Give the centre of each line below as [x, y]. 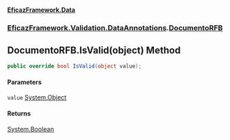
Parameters [24, 82]
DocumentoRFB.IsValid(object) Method [94, 50]
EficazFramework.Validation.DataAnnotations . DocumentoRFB [115, 28]
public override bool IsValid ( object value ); [74, 66]
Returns [19, 114]
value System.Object [37, 98]
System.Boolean [31, 129]
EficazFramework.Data [41, 10]
